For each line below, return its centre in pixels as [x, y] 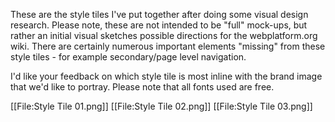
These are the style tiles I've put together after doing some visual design [159, 14]
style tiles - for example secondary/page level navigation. [128, 57]
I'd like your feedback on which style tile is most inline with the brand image [166, 76]
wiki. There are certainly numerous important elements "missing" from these [168, 46]
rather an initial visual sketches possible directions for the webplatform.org [164, 35]
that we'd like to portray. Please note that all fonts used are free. [142, 87]
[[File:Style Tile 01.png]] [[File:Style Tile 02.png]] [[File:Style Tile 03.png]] [161, 106]
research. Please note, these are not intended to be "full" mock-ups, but [159, 25]
